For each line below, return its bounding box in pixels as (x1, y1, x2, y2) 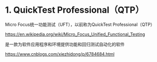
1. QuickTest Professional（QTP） (5, 4, 144, 16)
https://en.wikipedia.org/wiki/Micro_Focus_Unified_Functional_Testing (5, 31, 145, 37)
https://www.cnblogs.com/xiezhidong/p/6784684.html (5, 51, 115, 57)
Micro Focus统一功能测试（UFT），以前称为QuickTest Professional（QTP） (5, 21, 155, 27)
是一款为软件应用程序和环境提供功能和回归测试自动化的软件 (5, 41, 125, 47)
